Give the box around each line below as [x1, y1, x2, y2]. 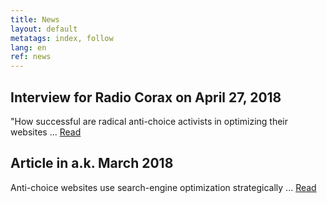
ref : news [10, 52, 52, 62]
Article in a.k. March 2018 [10, 155, 174, 172]
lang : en [10, 42, 47, 53]
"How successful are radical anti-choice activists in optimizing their [10, 115, 289, 127]
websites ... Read [10, 126, 82, 138]
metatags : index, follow [10, 33, 114, 43]
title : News [10, 14, 60, 25]
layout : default [10, 24, 78, 34]
